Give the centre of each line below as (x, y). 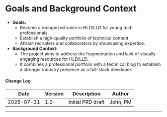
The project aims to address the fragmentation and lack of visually (87, 54)
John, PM (120, 102)
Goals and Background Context (71, 9)
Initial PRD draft (86, 102)
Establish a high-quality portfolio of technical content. (75, 38)
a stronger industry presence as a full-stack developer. (76, 69)
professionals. (34, 33)
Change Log (18, 81)
